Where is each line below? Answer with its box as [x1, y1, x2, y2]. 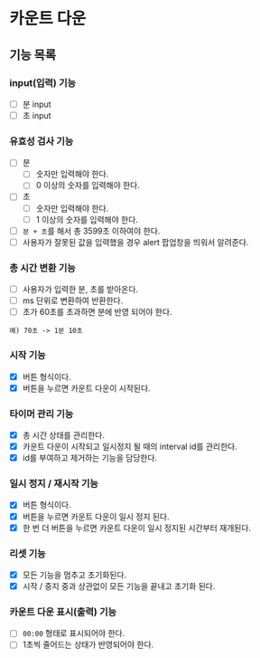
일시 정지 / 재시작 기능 [9, 477, 99, 490]
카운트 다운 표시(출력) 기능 [9, 606, 117, 618]
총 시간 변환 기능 [9, 262, 76, 274]
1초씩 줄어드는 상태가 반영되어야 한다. [22, 639, 154, 650]
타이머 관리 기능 [9, 407, 74, 420]
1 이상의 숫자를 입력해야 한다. [35, 214, 138, 224]
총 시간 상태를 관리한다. [22, 430, 106, 440]
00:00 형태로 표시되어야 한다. [22, 628, 125, 639]
